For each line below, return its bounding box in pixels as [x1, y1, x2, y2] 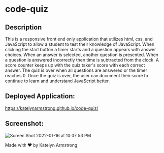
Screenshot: [5, 120, 44, 128]
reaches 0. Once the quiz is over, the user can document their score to [5, 73, 149, 78]
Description [5, 23, 42, 31]
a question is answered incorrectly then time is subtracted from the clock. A [5, 57, 159, 62]
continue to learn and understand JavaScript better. [5, 78, 110, 84]
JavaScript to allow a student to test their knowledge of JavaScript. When [5, 41, 155, 47]
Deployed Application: [5, 92, 75, 100]
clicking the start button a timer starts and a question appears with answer [5, 47, 156, 52]
